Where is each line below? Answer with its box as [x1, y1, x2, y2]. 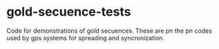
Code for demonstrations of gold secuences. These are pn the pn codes [6, 27, 212, 35]
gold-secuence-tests [6, 4, 131, 20]
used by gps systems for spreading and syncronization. [6, 33, 165, 42]
